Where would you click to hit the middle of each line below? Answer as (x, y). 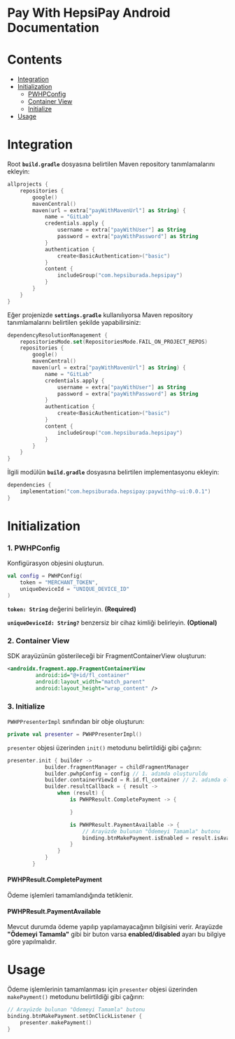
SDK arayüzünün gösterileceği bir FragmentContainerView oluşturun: (107, 656)
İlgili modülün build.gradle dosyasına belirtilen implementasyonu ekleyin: (113, 472)
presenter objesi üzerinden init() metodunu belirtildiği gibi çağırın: (105, 748)
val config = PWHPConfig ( (45, 576)
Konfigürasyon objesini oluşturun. (56, 563)
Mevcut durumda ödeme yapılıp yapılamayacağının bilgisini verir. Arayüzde (115, 927)
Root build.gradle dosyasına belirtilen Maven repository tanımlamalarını (111, 164)
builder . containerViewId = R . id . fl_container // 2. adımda (132, 780)
